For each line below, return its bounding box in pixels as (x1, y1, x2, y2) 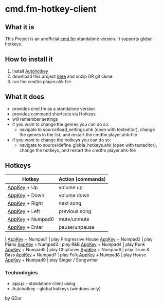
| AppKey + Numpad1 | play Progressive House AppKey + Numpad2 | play (5, 236, 153, 242)
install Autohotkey (12, 68, 49, 74)
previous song (58, 208, 91, 215)
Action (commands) (58, 176, 106, 183)
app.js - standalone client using (12, 280, 75, 286)
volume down (58, 192, 90, 199)
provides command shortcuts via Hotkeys (12, 111, 96, 117)
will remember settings (12, 116, 58, 122)
